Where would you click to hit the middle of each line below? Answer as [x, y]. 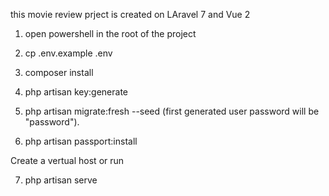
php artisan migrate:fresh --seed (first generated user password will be [172, 111]
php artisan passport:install [81, 141]
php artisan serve [61, 180]
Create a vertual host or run [67, 160]
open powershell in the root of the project [110, 33]
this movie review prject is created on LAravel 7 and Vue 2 [130, 14]
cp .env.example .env [68, 53]
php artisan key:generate [76, 92]
